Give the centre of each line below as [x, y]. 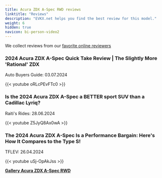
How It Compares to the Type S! [43, 141]
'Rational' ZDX [22, 64]
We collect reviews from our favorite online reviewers [58, 46]
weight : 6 [15, 23]
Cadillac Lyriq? [23, 103]
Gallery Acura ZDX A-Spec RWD [38, 170]
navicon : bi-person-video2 [32, 32]
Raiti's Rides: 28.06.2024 [30, 113]
